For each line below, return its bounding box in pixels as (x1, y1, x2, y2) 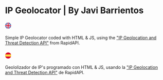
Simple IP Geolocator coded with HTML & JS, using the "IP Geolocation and (5, 35, 157, 40)
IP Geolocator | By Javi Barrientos (5, 5, 144, 16)
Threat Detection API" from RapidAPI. (5, 40, 80, 46)
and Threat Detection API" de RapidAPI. (5, 70, 85, 76)
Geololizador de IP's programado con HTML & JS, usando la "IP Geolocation (5, 64, 158, 70)
